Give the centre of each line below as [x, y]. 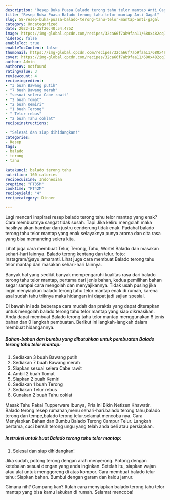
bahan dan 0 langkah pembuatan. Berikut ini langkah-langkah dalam [76, 322]
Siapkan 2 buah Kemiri [36, 379]
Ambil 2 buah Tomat [33, 373]
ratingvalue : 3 [21, 72]
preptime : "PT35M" [25, 184]
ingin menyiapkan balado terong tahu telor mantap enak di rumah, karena [81, 290]
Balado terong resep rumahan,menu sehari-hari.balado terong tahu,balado [83, 410]
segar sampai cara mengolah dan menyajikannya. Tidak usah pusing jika [81, 285]
